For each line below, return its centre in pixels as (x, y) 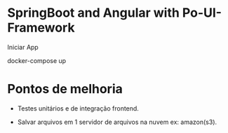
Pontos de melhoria (65, 89)
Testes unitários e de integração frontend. (78, 108)
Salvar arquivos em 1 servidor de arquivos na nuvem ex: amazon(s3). (117, 122)
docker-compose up (37, 60)
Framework (41, 28)
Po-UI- (202, 13)
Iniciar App (23, 47)
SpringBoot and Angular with (94, 13)
